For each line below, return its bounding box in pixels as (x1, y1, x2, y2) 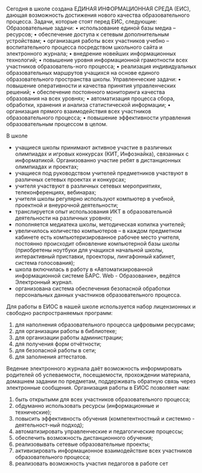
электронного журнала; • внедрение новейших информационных (6, 50, 177, 57)
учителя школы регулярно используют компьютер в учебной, (14, 195, 175, 202)
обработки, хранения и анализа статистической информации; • (6, 101, 171, 108)
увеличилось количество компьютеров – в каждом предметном (14, 227, 182, 234)
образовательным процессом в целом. (6, 121, 107, 127)
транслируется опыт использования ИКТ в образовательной (14, 208, 172, 215)
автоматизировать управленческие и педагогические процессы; (14, 428, 184, 435)
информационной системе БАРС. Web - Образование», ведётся (14, 272, 181, 279)
